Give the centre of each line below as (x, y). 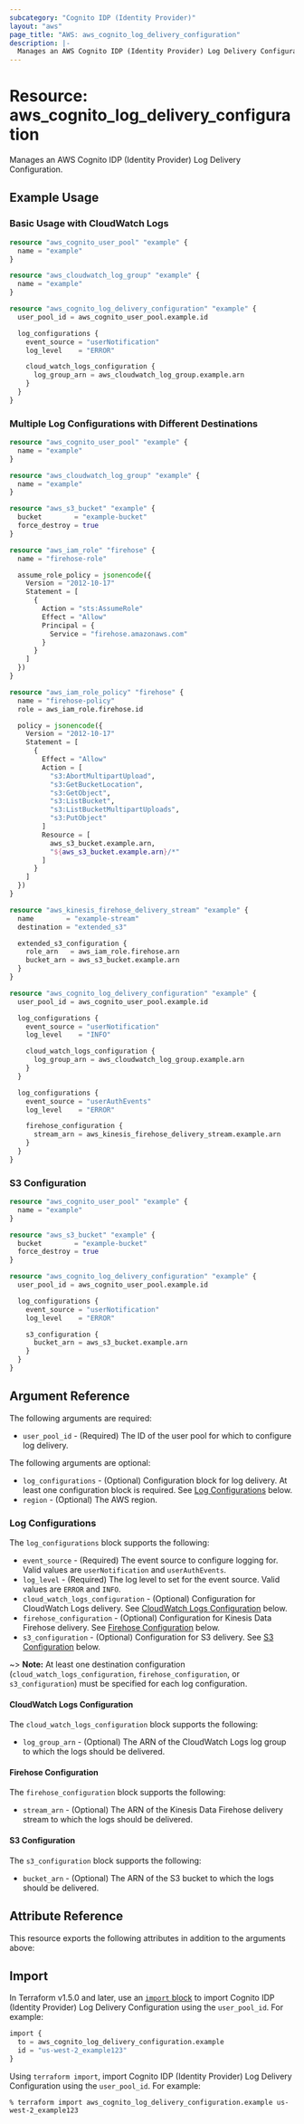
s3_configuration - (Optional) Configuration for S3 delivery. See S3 (148, 1637)
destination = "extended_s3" (72, 927)
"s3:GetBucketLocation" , (96, 784)
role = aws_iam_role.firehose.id (81, 709)
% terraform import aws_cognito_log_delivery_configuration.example (141, 2102)
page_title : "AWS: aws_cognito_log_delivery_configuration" (125, 34)
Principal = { (68, 626)
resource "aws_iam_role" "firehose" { (82, 550)
